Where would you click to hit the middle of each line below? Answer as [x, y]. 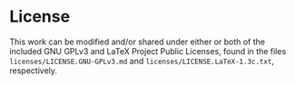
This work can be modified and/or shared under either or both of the [138, 42]
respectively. [33, 71]
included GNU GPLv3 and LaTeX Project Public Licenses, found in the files [148, 51]
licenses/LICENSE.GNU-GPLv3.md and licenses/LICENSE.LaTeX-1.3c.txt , [142, 61]
